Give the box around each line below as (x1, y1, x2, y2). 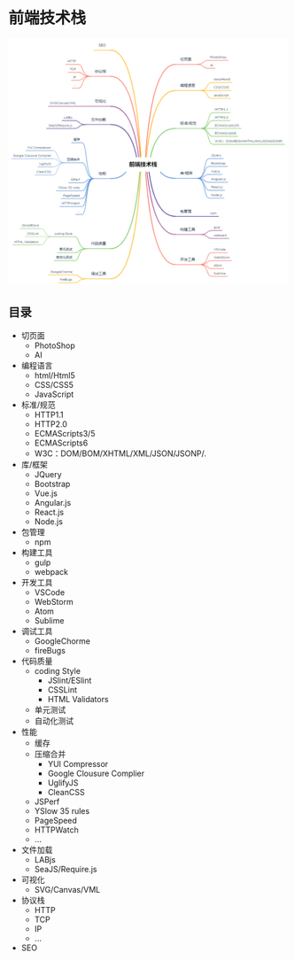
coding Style (34, 665, 82, 676)
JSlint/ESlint (47, 675, 92, 685)
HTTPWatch (34, 825, 79, 835)
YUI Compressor (47, 758, 109, 769)
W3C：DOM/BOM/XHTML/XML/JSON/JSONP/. (34, 448, 207, 459)
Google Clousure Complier (47, 768, 145, 778)
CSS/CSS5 (34, 379, 74, 390)
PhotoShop (34, 340, 76, 351)
